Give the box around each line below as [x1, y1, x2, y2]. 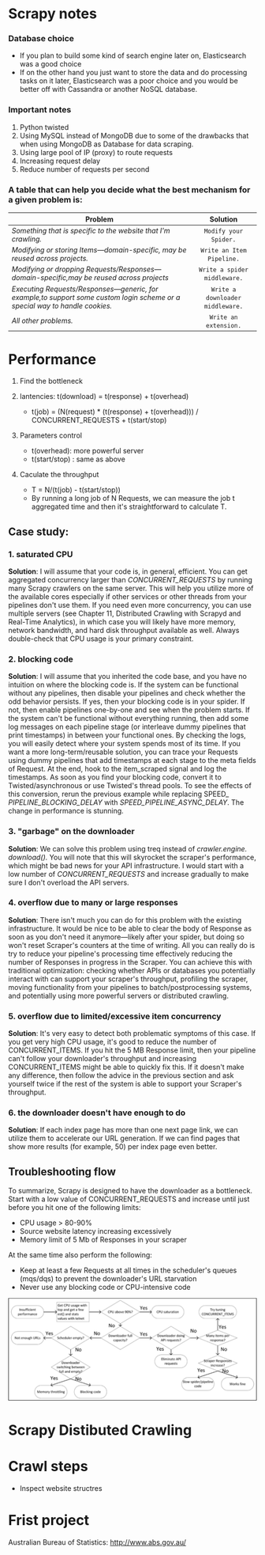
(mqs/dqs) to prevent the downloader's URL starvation [19, 1274, 197, 1284]
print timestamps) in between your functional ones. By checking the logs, [8, 730, 246, 740]
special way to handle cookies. [11, 301, 113, 310]
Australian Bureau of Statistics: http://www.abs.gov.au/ [8, 1537, 187, 1547]
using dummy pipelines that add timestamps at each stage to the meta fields [8, 756, 256, 765]
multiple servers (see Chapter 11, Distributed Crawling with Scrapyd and [8, 609, 241, 618]
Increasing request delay [19, 156, 101, 165]
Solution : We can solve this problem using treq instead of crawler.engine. [8, 844, 248, 853]
